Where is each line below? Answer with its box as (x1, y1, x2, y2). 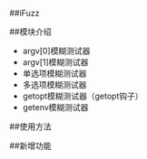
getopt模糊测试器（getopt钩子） (22, 90, 143, 101)
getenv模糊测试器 (22, 102, 89, 112)
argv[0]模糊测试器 (22, 45, 91, 56)
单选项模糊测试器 (22, 68, 87, 79)
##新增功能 (9, 140, 52, 151)
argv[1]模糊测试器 (22, 57, 89, 67)
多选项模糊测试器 (22, 79, 87, 89)
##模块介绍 (9, 26, 52, 37)
